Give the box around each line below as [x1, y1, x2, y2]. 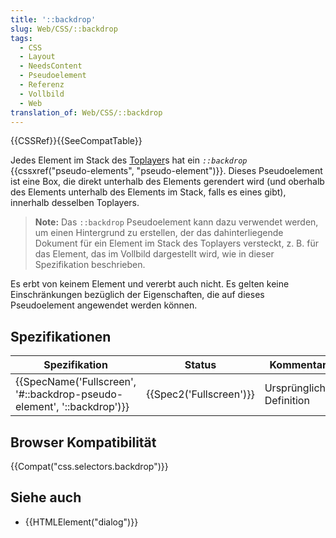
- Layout [19, 52, 56, 62]
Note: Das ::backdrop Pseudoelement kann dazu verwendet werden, [34, 216, 319, 228]
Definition [264, 394, 310, 408]
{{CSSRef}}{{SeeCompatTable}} [10, 135, 143, 147]
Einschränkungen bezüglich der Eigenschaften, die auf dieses [10, 289, 265, 301]
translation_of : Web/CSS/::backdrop [10, 107, 163, 118]
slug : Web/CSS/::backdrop [10, 24, 118, 34]
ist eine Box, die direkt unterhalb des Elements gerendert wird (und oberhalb [10, 176, 325, 188]
